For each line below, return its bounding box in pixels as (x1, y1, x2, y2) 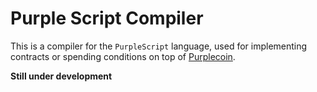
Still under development (10, 70, 113, 82)
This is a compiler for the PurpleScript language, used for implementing (10, 40, 308, 52)
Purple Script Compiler (10, 7, 204, 30)
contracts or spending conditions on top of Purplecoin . (10, 50, 236, 62)
